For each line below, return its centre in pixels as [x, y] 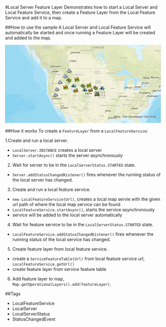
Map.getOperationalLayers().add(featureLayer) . [62, 284]
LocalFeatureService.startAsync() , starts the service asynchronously [83, 210]
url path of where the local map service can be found [66, 204]
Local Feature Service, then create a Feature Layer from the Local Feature [80, 12]
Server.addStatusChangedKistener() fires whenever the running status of [86, 175]
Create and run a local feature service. [51, 190]
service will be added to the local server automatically [67, 215]
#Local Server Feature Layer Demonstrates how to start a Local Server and [81, 7]
